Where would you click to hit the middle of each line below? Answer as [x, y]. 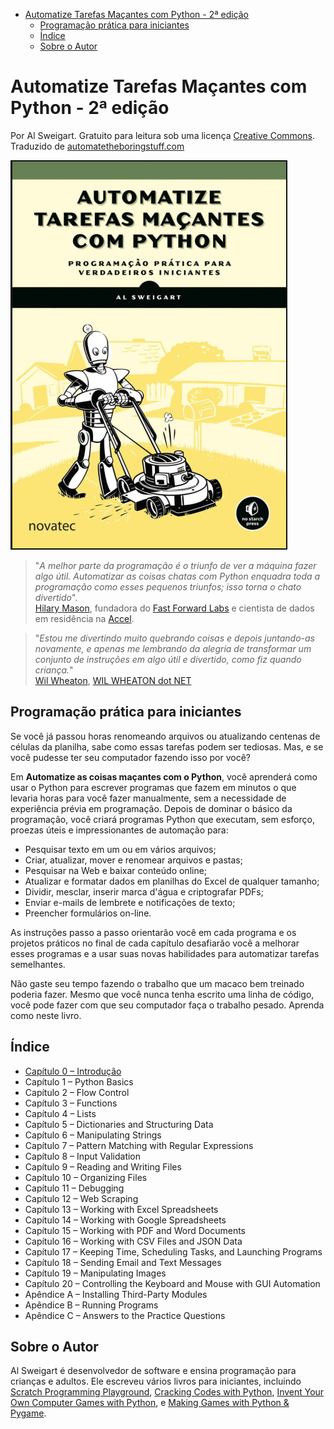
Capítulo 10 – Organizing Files [86, 1177]
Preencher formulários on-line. [88, 913]
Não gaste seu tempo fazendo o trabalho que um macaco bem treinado [157, 983]
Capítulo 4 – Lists [60, 1113]
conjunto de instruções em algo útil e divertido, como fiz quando [168, 659]
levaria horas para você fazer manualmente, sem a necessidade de [148, 798]
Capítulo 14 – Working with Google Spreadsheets [125, 1220]
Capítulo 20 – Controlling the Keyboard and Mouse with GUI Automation [172, 1283]
